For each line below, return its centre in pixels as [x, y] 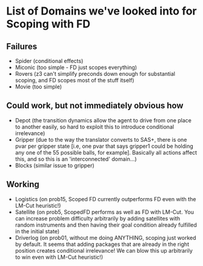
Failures [22, 46]
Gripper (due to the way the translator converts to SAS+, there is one [101, 139]
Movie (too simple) [38, 87]
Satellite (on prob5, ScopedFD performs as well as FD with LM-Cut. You [105, 212]
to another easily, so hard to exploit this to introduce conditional [95, 127]
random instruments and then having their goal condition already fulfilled [106, 225]
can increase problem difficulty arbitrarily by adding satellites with [98, 218]
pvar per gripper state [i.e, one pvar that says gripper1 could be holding [104, 146]
